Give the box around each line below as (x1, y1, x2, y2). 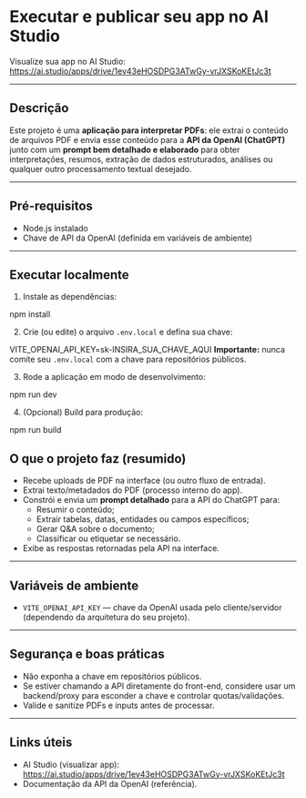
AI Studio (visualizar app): (22, 759, 120, 770)
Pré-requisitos (9, 199, 94, 214)
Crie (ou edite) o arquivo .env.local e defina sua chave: (22, 326, 233, 338)
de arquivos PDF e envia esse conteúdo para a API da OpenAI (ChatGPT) (9, 134, 285, 145)
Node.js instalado (22, 222, 89, 233)
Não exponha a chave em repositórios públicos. (22, 670, 202, 681)
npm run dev (9, 389, 57, 400)
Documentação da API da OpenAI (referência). (22, 778, 198, 789)
